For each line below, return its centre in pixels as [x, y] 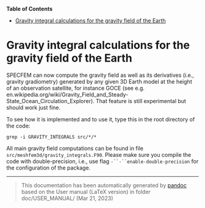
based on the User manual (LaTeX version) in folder [86, 192]
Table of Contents [30, 9]
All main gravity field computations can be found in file [75, 148]
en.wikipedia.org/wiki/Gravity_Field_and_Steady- [67, 95]
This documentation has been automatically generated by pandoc [104, 185]
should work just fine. [34, 107]
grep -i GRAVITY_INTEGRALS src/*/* [52, 137]
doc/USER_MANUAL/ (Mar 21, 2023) [67, 198]
